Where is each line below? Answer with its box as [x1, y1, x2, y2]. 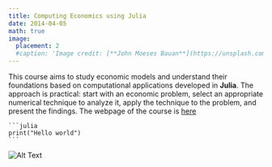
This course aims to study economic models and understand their [8, 72, 228, 81]
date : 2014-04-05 [8, 19, 67, 28]
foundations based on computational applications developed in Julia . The [8, 80, 253, 90]
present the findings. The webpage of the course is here [8, 106, 197, 116]
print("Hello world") [8, 129, 82, 137]
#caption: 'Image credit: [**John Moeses [15, 49, 158, 58]
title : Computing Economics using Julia [8, 11, 147, 20]
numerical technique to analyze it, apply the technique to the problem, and [8, 98, 257, 107]
